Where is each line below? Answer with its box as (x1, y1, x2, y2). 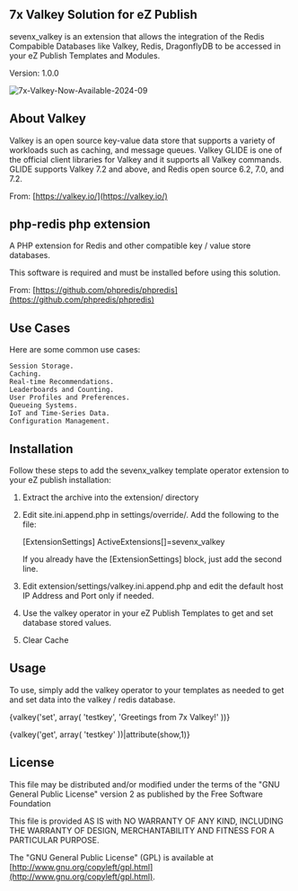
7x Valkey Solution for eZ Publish (9, 7, 197, 22)
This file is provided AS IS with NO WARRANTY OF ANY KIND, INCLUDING (9, 815, 285, 826)
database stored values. (22, 618, 112, 628)
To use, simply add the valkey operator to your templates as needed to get (9, 684, 285, 695)
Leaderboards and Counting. (9, 386, 115, 395)
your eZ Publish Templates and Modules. (9, 49, 161, 61)
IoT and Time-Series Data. (9, 409, 110, 418)
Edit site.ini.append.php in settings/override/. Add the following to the (22, 510, 280, 521)
